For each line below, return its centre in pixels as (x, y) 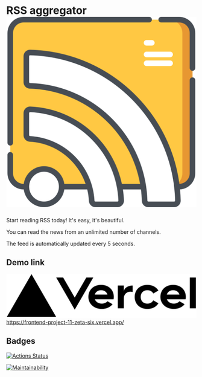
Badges (21, 341)
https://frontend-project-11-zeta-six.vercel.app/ (65, 322)
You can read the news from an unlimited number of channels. (84, 232)
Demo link (26, 263)
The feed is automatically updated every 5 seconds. (71, 243)
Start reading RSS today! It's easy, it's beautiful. (65, 220)
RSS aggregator (47, 11)
